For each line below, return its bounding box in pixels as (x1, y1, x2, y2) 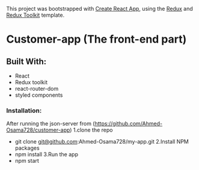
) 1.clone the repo (70, 126, 113, 134)
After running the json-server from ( (6, 120, 95, 127)
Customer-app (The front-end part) (6, 32, 187, 46)
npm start (14, 157, 39, 165)
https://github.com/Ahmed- (94, 120, 163, 127)
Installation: (6, 106, 42, 115)
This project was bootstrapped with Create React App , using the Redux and (6, 5, 194, 12)
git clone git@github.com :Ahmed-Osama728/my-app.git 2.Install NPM (14, 138, 189, 145)
